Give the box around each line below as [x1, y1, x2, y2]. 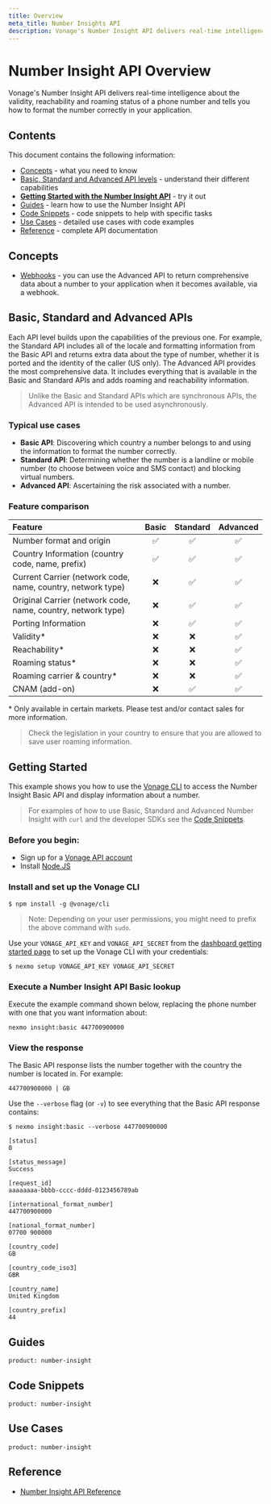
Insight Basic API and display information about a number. [8, 790, 201, 800]
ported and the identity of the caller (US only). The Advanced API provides [8, 358, 256, 368]
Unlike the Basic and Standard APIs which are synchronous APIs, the [27, 390, 257, 400]
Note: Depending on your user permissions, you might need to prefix [27, 914, 256, 923]
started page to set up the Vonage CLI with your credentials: [8, 947, 209, 956]
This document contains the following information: [8, 150, 176, 160]
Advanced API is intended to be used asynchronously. [27, 399, 208, 409]
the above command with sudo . [27, 923, 131, 932]
